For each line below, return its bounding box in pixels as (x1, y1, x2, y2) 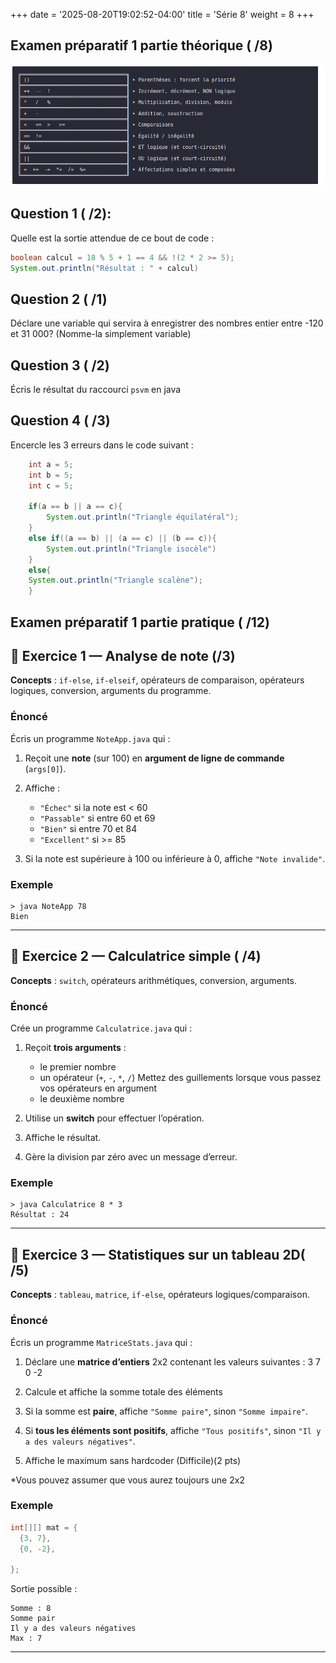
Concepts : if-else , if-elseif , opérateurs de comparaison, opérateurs (10, 674, 305, 686)
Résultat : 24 (10, 1210, 70, 1220)
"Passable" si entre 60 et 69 (39, 812, 156, 824)
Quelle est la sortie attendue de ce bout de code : (10, 232, 215, 244)
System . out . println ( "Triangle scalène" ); (28, 575, 203, 586)
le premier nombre (39, 1061, 117, 1073)
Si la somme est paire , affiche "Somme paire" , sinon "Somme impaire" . (24, 1405, 308, 1417)
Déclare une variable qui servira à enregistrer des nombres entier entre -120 (10, 317, 324, 329)
